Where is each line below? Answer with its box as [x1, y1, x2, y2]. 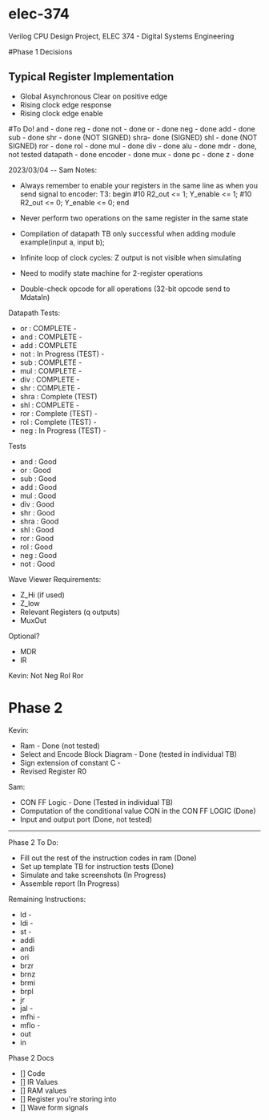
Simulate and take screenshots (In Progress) [19, 870, 167, 879]
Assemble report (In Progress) [19, 879, 120, 888]
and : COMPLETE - [19, 332, 82, 342]
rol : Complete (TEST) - [19, 417, 98, 427]
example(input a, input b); [19, 237, 106, 247]
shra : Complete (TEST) [19, 391, 98, 401]
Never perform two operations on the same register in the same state [19, 213, 249, 223]
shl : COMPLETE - [19, 400, 80, 410]
